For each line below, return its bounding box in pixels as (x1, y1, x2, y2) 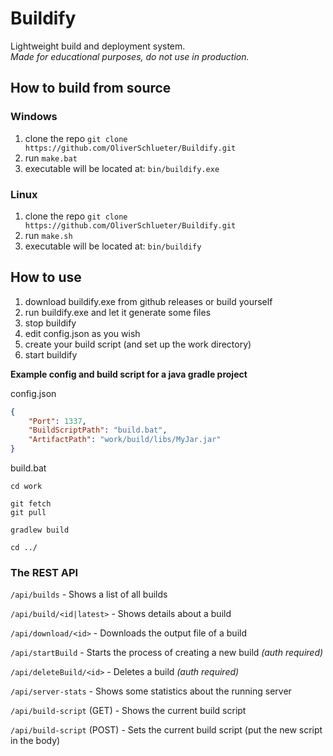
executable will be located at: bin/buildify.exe (24, 162, 220, 174)
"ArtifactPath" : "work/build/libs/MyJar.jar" (28, 435, 222, 445)
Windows (10, 110, 58, 124)
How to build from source (10, 80, 172, 97)
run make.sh (24, 229, 73, 241)
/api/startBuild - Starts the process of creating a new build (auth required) (10, 647, 324, 659)
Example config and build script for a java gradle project (10, 368, 248, 380)
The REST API (10, 566, 79, 580)
